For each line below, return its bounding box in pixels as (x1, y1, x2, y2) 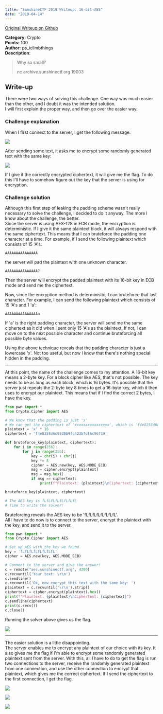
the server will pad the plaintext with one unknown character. (5, 259, 127, 265)
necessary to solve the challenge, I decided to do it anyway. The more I (5, 210, 148, 216)
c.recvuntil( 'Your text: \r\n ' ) (5, 571, 70, 576)
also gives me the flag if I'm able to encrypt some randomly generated (5, 650, 146, 656)
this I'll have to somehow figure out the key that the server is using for (5, 177, 145, 182)
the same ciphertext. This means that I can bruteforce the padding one (5, 231, 147, 236)
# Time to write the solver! (5, 503, 64, 508)
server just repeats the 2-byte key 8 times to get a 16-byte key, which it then (5, 385, 158, 391)
